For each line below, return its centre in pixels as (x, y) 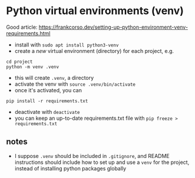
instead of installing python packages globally (70, 168)
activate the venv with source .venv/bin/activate (75, 84)
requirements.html (28, 33)
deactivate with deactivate (47, 112)
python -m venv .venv (33, 67)
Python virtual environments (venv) (95, 11)
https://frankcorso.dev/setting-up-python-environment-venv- (113, 27)
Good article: (22, 27)
